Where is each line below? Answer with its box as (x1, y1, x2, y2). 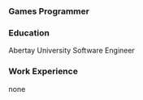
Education (8, 27, 50, 38)
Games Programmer (8, 6, 89, 17)
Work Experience (8, 66, 79, 77)
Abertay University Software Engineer (8, 46, 136, 56)
